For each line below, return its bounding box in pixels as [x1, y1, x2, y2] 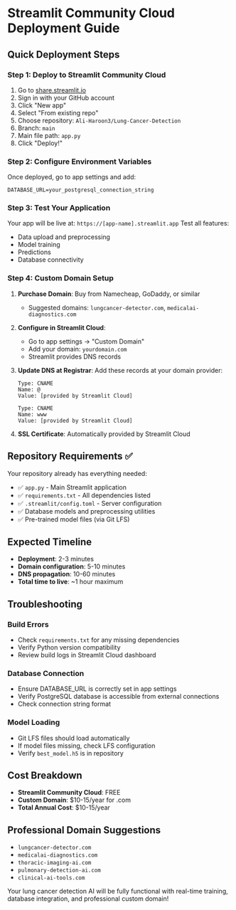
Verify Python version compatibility [17, 643, 121, 652]
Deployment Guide [7, 20, 120, 36]
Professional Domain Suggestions [7, 824, 161, 836]
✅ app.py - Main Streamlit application [17, 482, 127, 492]
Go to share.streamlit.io [17, 85, 87, 94]
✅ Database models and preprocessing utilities [17, 507, 156, 515]
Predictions [17, 248, 51, 257]
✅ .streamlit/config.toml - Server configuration [17, 499, 162, 507]
